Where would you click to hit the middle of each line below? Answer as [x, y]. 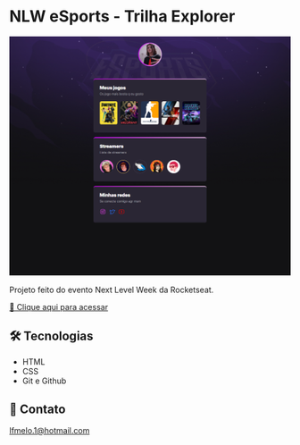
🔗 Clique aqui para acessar [59, 306]
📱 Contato [37, 409]
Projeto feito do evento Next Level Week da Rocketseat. [112, 290]
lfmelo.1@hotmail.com [50, 431]
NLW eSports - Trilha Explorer [122, 17]
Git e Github [44, 381]
